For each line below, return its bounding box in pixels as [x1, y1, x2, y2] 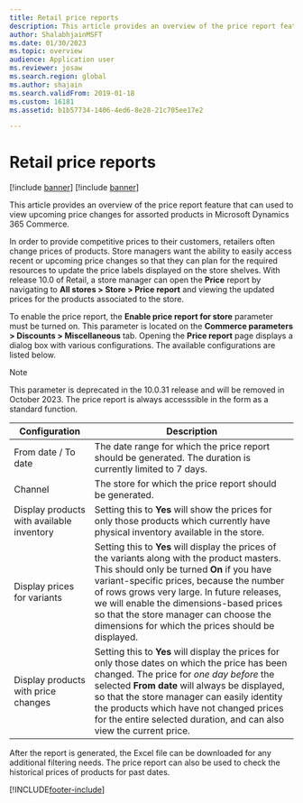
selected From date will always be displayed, [94, 679, 286, 692]
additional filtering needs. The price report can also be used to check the [9, 757, 281, 768]
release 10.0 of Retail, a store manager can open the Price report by [9, 274, 262, 285]
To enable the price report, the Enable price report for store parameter [9, 311, 273, 322]
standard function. [9, 403, 78, 415]
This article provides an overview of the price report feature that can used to [9, 199, 294, 210]
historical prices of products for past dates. [9, 767, 170, 778]
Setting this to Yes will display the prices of [94, 540, 277, 553]
